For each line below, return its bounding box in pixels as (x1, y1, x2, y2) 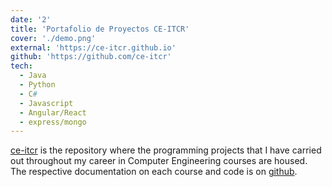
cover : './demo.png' (10, 33, 97, 43)
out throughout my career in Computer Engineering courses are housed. (10, 155, 308, 167)
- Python (19, 80, 56, 90)
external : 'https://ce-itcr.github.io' (10, 42, 177, 53)
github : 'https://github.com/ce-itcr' (10, 52, 172, 62)
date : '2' (10, 14, 52, 25)
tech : (10, 61, 33, 71)
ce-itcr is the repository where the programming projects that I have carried (10, 144, 322, 156)
